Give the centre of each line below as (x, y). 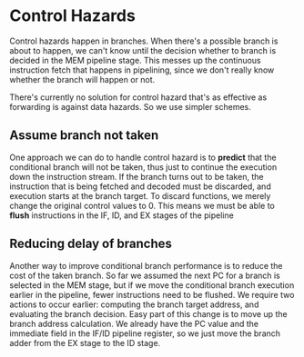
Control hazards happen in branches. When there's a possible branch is (144, 41)
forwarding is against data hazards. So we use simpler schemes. (131, 106)
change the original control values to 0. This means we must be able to (142, 205)
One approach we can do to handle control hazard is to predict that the (143, 157)
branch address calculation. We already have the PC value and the (134, 323)
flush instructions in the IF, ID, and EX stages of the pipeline (122, 215)
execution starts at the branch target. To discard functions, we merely (140, 195)
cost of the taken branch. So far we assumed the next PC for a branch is (145, 275)
